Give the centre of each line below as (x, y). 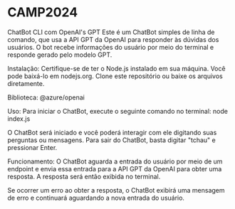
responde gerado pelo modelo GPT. (60, 55)
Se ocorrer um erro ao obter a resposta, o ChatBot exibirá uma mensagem (116, 190)
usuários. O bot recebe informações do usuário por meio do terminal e (111, 47)
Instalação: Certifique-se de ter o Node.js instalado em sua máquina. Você (116, 68)
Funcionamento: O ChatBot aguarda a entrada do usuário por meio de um (115, 161)
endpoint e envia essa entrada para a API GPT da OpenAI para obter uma (115, 168)
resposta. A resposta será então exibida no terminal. (84, 176)
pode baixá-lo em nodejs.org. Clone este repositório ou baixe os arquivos (115, 76)
